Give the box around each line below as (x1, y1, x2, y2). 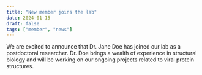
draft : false (6, 20, 40, 26)
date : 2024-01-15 (6, 15, 51, 21)
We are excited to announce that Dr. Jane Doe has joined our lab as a (6, 43, 181, 50)
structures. (6, 63, 34, 70)
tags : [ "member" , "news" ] (6, 26, 72, 33)
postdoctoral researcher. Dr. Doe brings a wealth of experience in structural (6, 50, 197, 57)
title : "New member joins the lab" (6, 9, 97, 15)
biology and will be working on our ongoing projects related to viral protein (6, 56, 195, 63)
